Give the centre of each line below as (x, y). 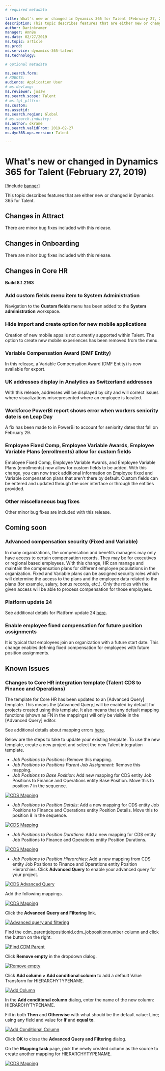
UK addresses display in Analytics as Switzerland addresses (79, 382)
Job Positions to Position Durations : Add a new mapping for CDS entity (84, 835)
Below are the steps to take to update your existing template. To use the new (82, 740)
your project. (25, 875)
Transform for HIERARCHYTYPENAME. (45, 981)
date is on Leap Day (29, 417)
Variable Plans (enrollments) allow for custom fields (68, 452)
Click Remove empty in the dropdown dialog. (51, 956)
